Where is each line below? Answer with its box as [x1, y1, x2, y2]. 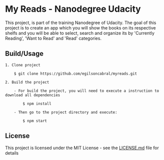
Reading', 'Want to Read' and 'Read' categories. [5, 35, 102, 41]
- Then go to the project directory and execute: [14, 109, 118, 115]
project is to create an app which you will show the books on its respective [5, 25, 156, 30]
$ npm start [23, 118, 48, 123]
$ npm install [23, 101, 52, 106]
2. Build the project [5, 80, 50, 84]
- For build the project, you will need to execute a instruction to [14, 88, 160, 93]
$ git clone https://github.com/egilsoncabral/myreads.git [14, 71, 137, 76]
